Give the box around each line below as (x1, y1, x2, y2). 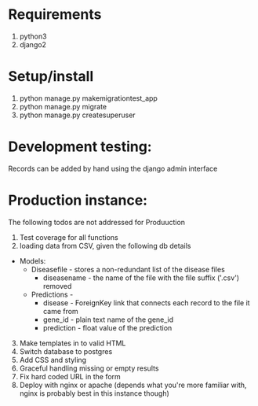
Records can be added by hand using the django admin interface (8, 164, 218, 173)
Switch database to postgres (19, 346, 113, 356)
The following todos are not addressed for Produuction (8, 217, 186, 227)
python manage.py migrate (19, 101, 107, 111)
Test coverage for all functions (19, 232, 119, 242)
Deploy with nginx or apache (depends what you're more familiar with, (19, 380, 247, 389)
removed (42, 281, 72, 290)
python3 (19, 31, 47, 41)
